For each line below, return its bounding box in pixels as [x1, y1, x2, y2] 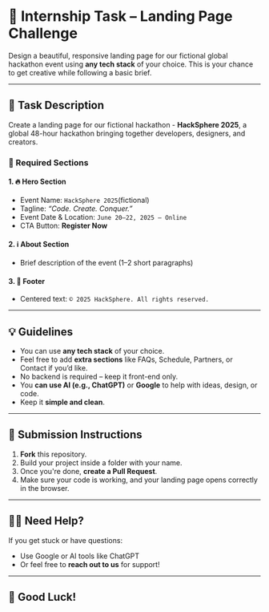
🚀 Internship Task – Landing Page [8, 7, 233, 26]
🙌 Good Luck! [8, 590, 77, 604]
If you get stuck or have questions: [8, 535, 122, 545]
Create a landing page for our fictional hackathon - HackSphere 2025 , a [8, 120, 247, 129]
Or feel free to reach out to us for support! [19, 559, 160, 569]
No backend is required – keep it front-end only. [19, 372, 179, 382]
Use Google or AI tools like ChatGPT [19, 551, 140, 561]
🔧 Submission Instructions [8, 428, 143, 442]
